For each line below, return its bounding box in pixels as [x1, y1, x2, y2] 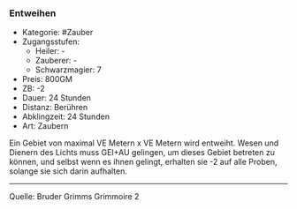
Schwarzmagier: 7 [34, 64, 102, 75]
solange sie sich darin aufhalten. [9, 166, 128, 176]
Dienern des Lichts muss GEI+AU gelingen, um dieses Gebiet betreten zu [9, 147, 276, 158]
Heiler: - [34, 46, 65, 56]
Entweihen [9, 7, 57, 19]
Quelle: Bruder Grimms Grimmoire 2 [9, 191, 140, 202]
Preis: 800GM [21, 74, 73, 85]
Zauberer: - [34, 56, 78, 66]
